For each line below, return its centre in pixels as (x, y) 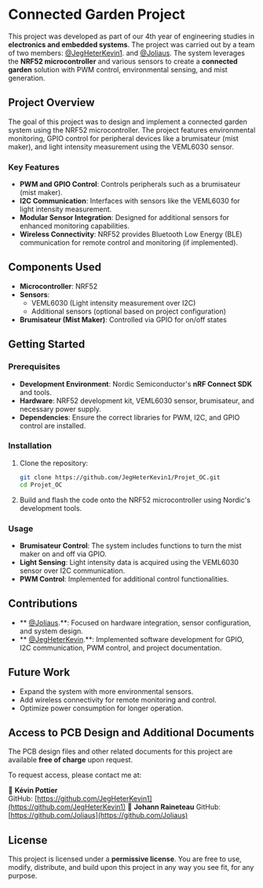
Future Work (39, 672)
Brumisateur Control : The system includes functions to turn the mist (130, 545)
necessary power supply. (60, 409)
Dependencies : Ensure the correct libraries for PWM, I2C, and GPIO (130, 417)
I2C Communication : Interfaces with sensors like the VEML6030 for (130, 201)
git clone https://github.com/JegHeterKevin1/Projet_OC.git (120, 477)
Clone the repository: (54, 463)
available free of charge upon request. (71, 760)
